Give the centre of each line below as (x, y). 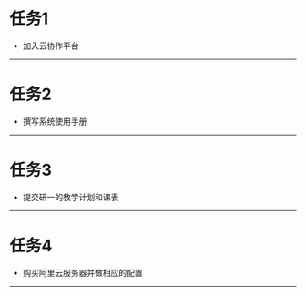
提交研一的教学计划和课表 (71, 197)
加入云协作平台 (51, 46)
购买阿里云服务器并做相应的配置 (82, 272)
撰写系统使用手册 (55, 121)
